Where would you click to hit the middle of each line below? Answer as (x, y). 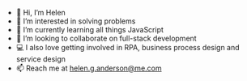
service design (41, 59)
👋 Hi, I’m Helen (41, 13)
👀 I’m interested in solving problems (76, 21)
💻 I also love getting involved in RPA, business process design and (128, 47)
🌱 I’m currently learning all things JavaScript (90, 30)
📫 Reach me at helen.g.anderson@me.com (89, 68)
